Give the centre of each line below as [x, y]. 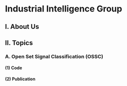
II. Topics [19, 43]
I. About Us [22, 27]
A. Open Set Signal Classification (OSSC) [54, 56]
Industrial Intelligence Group [64, 9]
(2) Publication [20, 79]
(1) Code [14, 68]
